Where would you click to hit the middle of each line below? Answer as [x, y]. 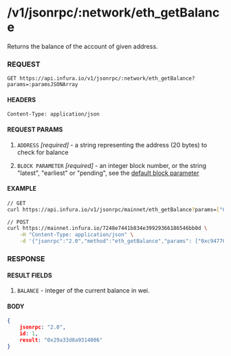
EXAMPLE [22, 189]
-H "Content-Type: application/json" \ [77, 235]
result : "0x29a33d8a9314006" [61, 340]
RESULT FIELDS [30, 275]
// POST [18, 222]
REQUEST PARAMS [35, 129]
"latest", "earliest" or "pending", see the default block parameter [108, 173]
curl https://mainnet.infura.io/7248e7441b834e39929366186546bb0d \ [107, 229]
